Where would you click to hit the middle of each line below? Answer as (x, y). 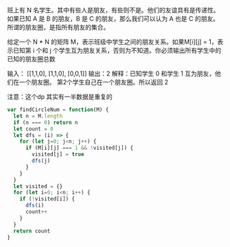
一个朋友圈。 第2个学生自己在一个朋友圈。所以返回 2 (93, 82)
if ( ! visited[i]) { (47, 199)
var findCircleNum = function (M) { (58, 110)
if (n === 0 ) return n (46, 122)
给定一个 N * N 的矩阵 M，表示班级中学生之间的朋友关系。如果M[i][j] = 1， (112, 42)
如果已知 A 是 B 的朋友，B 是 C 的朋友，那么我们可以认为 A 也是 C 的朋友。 (113, 19)
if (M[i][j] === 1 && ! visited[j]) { (79, 148)
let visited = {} (38, 186)
